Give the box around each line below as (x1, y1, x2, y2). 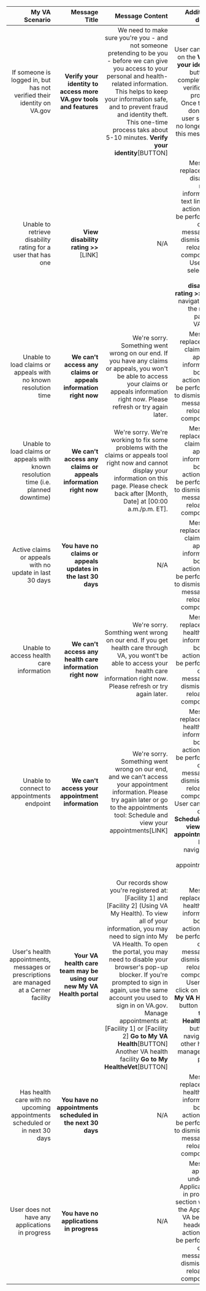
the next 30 (64, 1118, 99, 1127)
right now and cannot (106, 459, 169, 467)
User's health (12, 948, 51, 956)
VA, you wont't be (117, 651, 169, 659)
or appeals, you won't (105, 365, 169, 373)
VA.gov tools (60, 95, 99, 103)
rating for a (19, 243, 51, 251)
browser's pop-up (115, 963, 169, 971)
